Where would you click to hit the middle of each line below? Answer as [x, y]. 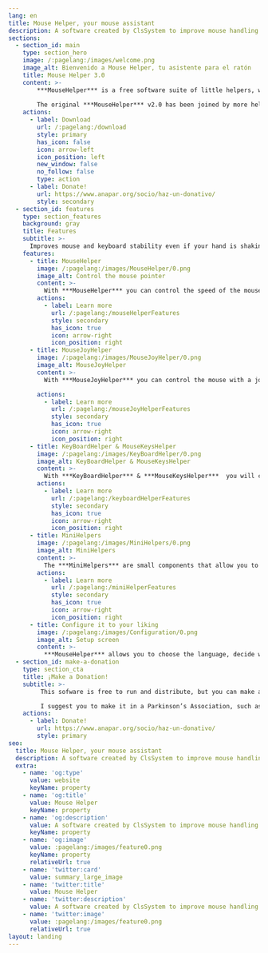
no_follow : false [65, 172]
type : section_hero [55, 53]
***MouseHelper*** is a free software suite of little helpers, [146, 90]
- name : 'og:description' [66, 817]
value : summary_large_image [76, 877]
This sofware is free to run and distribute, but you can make [148, 692]
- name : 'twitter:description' [75, 899]
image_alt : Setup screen [78, 640]
